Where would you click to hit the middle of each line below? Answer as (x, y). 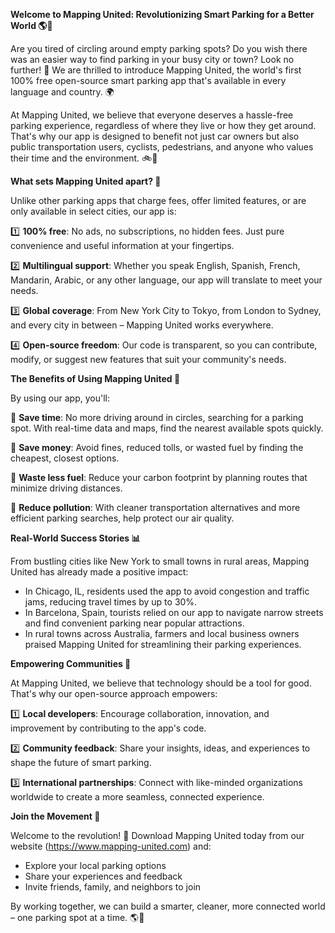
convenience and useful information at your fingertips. (122, 245)
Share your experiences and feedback (103, 876)
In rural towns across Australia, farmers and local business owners (162, 633)
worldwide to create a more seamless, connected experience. (137, 797)
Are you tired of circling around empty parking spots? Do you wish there (159, 48)
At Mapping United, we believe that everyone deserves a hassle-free (152, 115)
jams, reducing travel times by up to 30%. (111, 602)
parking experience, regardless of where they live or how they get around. (163, 125)
